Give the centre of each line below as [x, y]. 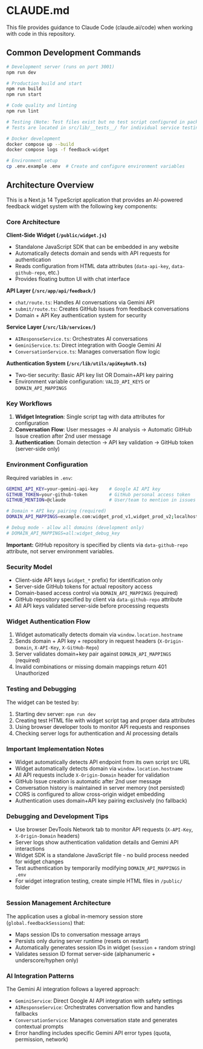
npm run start [24, 94]
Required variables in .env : [39, 478]
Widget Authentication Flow [48, 622]
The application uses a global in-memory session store [75, 916]
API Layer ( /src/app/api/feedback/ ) [51, 291]
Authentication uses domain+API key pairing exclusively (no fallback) [101, 801]
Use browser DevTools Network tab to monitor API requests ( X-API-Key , [104, 829]
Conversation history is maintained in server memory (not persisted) [100, 788]
